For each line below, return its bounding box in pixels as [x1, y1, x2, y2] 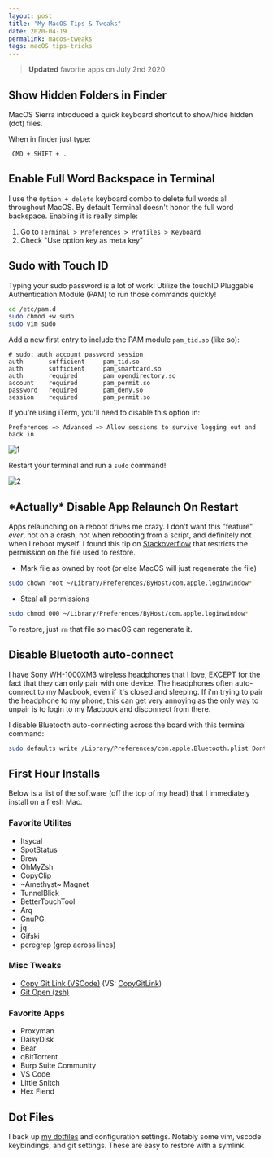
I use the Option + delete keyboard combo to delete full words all [8, 193, 228, 204]
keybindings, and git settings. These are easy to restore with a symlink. [8, 1140, 246, 1150]
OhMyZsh [19, 862, 54, 871]
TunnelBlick [19, 888, 59, 897]
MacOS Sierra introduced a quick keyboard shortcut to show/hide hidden [8, 109, 253, 119]
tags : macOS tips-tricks [8, 42, 93, 50]
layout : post [8, 11, 53, 20]
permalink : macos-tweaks [8, 34, 93, 43]
